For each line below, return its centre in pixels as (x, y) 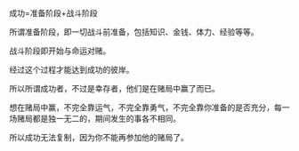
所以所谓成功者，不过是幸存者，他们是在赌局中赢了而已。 (114, 88)
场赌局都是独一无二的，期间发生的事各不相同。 (95, 119)
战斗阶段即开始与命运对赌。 (60, 51)
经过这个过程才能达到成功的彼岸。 (72, 70)
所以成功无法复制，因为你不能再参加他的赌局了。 (99, 137)
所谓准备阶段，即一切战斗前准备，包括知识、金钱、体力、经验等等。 (134, 32)
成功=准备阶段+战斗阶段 (53, 13)
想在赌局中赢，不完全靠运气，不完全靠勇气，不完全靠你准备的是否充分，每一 (149, 107)
